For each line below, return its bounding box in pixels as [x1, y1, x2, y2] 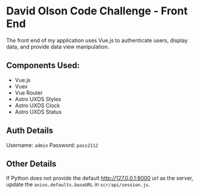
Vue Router [14, 89, 43, 96]
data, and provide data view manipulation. [6, 43, 109, 50]
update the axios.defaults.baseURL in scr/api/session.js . [6, 181, 151, 188]
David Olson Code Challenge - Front [6, 4, 188, 18]
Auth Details [6, 126, 54, 136]
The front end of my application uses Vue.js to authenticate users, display [6, 37, 188, 44]
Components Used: [6, 60, 80, 71]
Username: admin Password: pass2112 [6, 141, 99, 148]
